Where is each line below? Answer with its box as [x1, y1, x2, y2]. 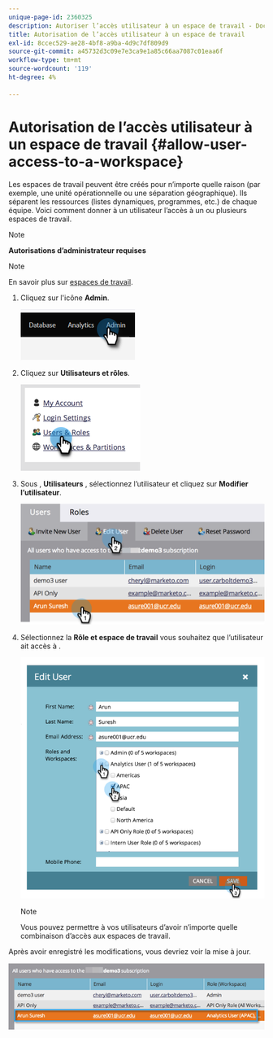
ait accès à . [19, 641, 61, 651]
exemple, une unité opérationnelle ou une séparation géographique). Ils [8, 188, 248, 198]
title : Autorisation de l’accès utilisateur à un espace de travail [8, 30, 245, 38]
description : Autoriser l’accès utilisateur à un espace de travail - [8, 21, 253, 30]
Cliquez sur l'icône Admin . [19, 293, 110, 303]
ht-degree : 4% [8, 73, 57, 81]
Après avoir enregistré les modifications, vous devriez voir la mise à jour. [8, 946, 252, 956]
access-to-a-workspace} [8, 152, 184, 171]
